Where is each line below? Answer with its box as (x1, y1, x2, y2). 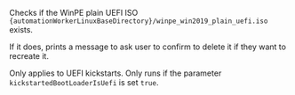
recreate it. (9, 51, 49, 61)
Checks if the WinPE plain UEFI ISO (9, 8, 139, 18)
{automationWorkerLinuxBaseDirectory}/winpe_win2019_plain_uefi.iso (9, 17, 268, 26)
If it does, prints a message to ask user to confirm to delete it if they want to (9, 41, 287, 52)
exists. (9, 25, 34, 34)
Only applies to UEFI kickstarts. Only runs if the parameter (9, 68, 222, 78)
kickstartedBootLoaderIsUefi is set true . (9, 77, 159, 87)
